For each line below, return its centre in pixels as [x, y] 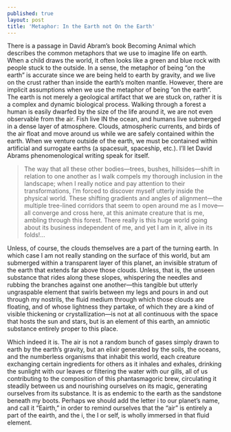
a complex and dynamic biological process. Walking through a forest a [107, 105]
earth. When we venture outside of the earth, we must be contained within [112, 141]
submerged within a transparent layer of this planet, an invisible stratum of [112, 263]
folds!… [35, 235]
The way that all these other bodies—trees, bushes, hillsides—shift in [122, 169]
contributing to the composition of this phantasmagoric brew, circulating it [112, 379]
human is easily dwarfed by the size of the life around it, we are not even [110, 112]
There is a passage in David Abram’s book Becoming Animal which [101, 46]
